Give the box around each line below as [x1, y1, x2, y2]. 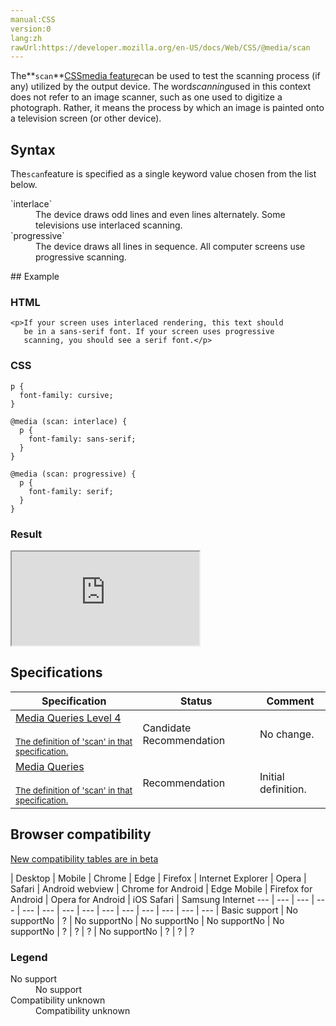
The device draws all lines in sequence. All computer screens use [35, 241, 306, 253]
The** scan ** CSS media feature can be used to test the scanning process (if [10, 70, 321, 82]
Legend [10, 950, 48, 964]
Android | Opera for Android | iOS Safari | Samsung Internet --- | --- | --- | [10, 893, 315, 905]
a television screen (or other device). [10, 112, 162, 125]
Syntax [10, 141, 56, 158]
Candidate [142, 721, 192, 735]
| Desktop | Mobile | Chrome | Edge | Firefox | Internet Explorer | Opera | [10, 872, 307, 884]
